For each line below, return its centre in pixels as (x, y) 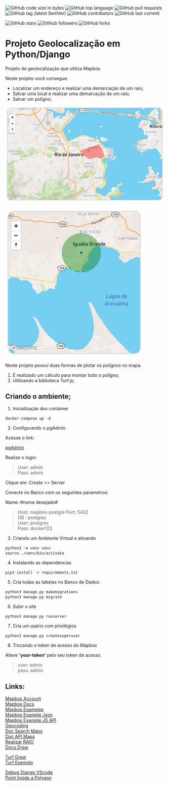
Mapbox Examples (25, 710)
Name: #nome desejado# (32, 502)
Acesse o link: (20, 438)
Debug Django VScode (29, 772)
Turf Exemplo (19, 763)
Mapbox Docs (20, 704)
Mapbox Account (23, 699)
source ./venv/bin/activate (35, 553)
